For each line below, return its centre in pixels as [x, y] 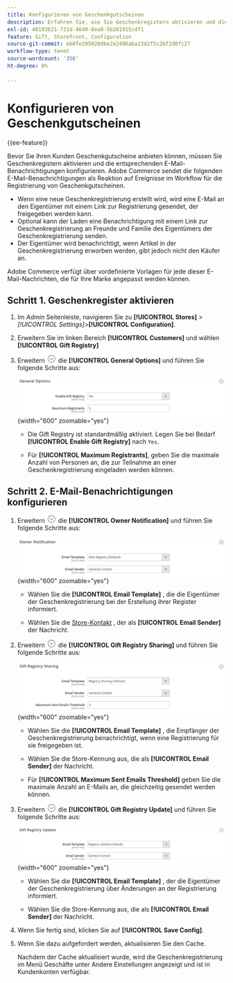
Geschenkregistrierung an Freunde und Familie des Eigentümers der [115, 228]
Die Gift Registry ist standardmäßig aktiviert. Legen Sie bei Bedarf [121, 434]
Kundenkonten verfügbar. [54, 971]
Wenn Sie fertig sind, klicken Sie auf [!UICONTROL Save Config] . [111, 930]
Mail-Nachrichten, [33, 278]
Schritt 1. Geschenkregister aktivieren [91, 300]
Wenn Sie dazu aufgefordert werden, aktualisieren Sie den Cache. [111, 943]
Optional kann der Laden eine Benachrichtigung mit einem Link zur [112, 221]
